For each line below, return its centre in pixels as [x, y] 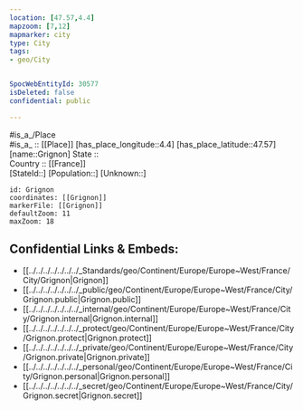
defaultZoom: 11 [40, 214]
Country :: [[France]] [47, 163]
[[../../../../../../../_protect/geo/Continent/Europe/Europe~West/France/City [158, 329]
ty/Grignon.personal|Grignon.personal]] [96, 377]
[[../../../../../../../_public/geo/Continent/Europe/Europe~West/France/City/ [157, 290]
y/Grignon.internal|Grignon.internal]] [90, 319]
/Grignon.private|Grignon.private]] [86, 358]
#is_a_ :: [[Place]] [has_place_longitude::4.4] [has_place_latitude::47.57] [143, 144]
